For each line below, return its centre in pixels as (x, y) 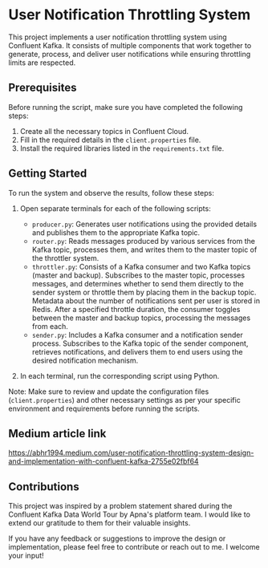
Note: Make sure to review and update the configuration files (109, 392)
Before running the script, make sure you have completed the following (126, 107)
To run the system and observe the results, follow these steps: (111, 193)
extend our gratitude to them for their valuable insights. (99, 523)
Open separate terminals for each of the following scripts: (115, 208)
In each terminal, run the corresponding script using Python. (120, 375)
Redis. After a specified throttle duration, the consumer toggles (136, 309)
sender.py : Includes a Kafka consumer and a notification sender (137, 335)
